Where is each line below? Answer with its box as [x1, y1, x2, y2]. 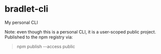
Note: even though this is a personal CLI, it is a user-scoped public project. [4, 29, 156, 35]
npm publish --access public [16, 43, 75, 49]
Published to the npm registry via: [4, 34, 73, 40]
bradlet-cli [4, 3, 49, 15]
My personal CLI [4, 19, 38, 25]
